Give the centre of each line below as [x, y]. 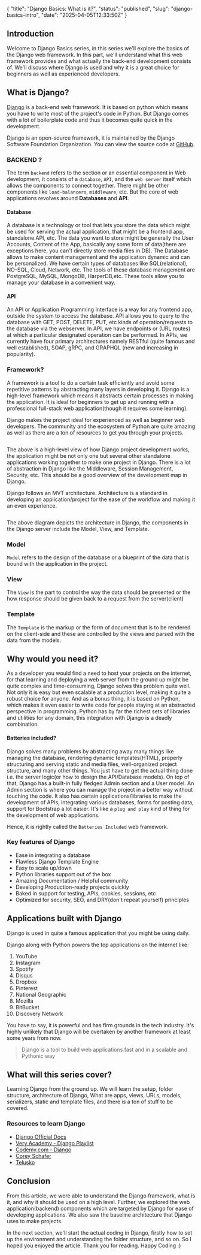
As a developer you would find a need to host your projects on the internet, [99, 673]
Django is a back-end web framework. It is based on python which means [98, 107]
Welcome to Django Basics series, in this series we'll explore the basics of [98, 48]
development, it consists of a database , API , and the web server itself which [99, 179]
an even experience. [32, 505]
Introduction [31, 34]
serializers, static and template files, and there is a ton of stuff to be [90, 1102]
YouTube [26, 956]
